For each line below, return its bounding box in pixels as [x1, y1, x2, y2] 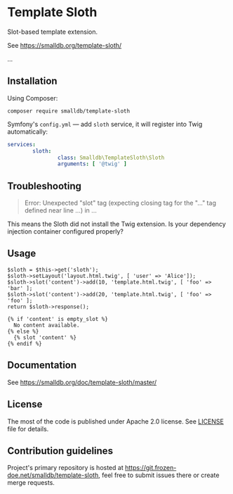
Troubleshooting [7, 180, 82, 192]
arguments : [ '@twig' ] [57, 160, 128, 167]
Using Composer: [7, 94, 58, 102]
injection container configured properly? [7, 227, 124, 236]
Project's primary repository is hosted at [7, 464, 124, 472]
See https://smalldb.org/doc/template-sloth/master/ [7, 378, 157, 386]
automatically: [7, 127, 48, 136]
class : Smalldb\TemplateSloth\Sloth [57, 154, 165, 161]
